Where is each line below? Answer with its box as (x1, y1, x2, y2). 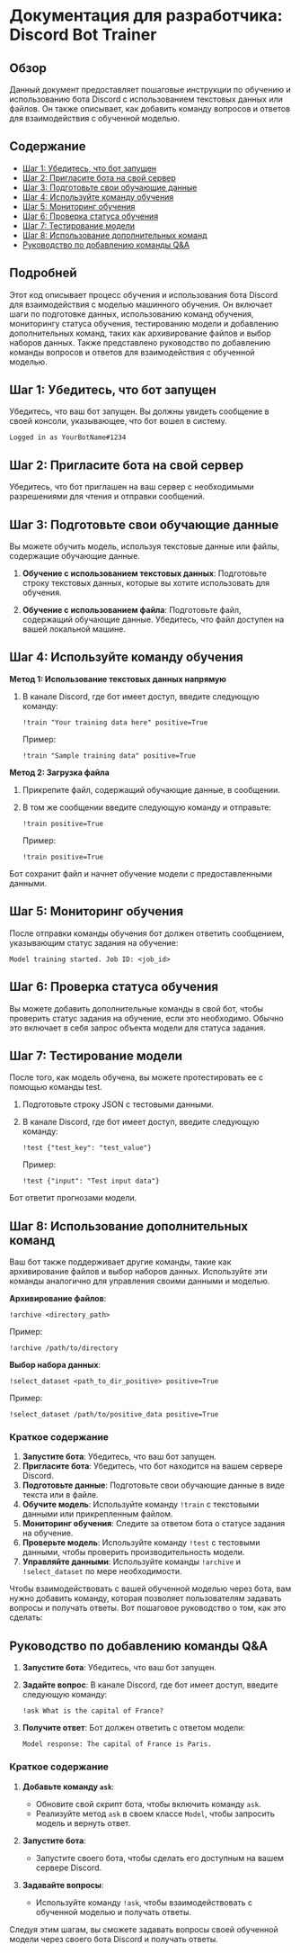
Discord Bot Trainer (9, 24, 157, 45)
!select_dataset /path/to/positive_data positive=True (9, 1410, 219, 1419)
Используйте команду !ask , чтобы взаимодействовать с (35, 1896, 253, 1908)
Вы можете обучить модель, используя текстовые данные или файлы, (9, 541, 280, 552)
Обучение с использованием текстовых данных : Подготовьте (22, 568, 268, 579)
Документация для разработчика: (9, 5, 283, 26)
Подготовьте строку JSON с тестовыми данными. (22, 1099, 214, 1110)
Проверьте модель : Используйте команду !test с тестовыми (22, 1537, 260, 1548)
